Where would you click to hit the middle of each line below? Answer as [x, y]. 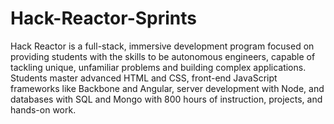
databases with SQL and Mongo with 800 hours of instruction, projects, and [166, 99]
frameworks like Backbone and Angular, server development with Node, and [167, 88]
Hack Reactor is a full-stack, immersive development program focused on [162, 46]
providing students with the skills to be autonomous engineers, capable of [163, 56]
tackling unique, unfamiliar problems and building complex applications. [158, 67]
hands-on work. [43, 109]
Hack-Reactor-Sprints [103, 18]
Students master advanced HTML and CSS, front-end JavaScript [144, 78]
